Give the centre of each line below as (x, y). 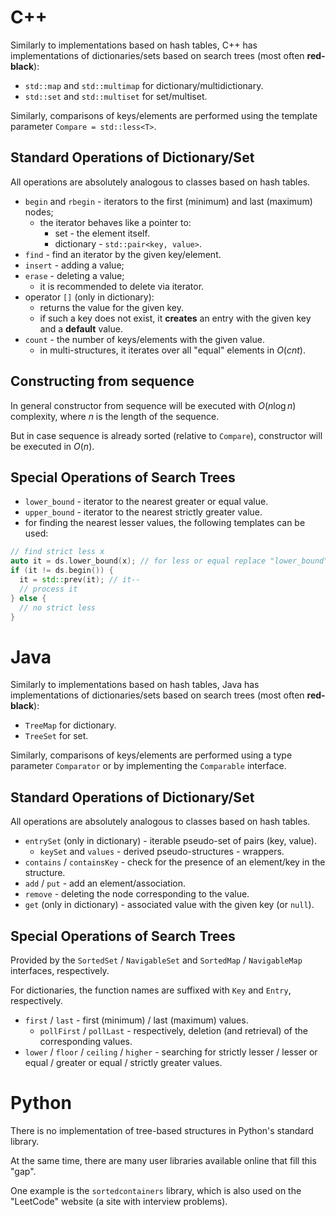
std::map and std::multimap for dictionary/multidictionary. (144, 85)
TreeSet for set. (56, 736)
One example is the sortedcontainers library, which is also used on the (156, 1190)
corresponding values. (86, 1041)
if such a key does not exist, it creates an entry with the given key (175, 318)
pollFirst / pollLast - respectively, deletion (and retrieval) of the (173, 1030)
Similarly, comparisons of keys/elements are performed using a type (151, 755)
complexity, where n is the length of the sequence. (115, 416)
